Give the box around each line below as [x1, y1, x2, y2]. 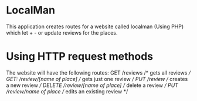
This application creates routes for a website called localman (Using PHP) [6, 23, 184, 30]
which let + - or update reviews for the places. [6, 29, 118, 36]
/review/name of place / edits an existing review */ [6, 87, 128, 95]
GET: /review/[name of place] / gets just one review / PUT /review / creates [6, 75, 188, 82]
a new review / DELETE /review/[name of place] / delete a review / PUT [6, 82, 179, 89]
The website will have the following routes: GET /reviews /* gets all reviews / [6, 69, 191, 76]
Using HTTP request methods [6, 50, 154, 63]
